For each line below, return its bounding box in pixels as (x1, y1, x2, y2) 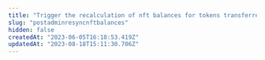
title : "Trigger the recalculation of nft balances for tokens (8, 11, 221, 19)
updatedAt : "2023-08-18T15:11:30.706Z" (8, 41, 140, 48)
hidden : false (8, 26, 55, 34)
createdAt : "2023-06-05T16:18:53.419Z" (8, 33, 140, 41)
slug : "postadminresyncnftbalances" (8, 19, 129, 26)
